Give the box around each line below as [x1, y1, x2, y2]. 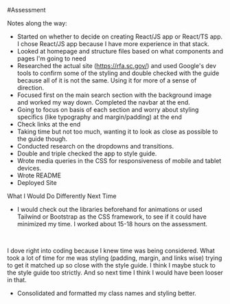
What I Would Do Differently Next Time [7, 192, 117, 200]
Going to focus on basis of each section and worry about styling [16, 106, 199, 113]
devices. [16, 164, 42, 172]
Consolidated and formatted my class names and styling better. [16, 289, 197, 297]
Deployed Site [16, 179, 57, 186]
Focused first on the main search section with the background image [16, 91, 212, 99]
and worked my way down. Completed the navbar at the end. [16, 98, 190, 106]
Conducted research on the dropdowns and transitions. [16, 142, 174, 150]
